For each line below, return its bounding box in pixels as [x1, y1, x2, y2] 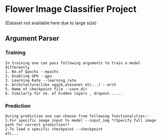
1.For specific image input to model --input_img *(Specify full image [5, 118, 156, 123]
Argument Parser [5, 34, 59, 43]
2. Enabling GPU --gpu [5, 73, 52, 78]
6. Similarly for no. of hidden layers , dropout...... [5, 91, 123, 96]
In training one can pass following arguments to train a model [5, 61, 141, 66]
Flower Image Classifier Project [5, 3, 137, 15]
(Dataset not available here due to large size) [5, 20, 97, 26]
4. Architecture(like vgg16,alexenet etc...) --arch [5, 82, 116, 87]
